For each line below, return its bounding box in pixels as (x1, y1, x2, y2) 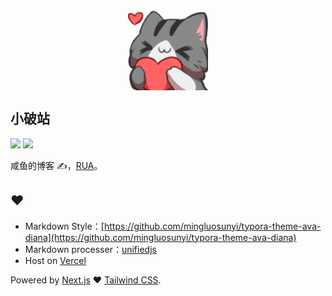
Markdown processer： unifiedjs (24, 243, 157, 255)
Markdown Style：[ (24, 220, 105, 232)
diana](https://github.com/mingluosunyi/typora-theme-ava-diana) (24, 231, 297, 243)
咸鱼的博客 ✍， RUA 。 (10, 159, 103, 171)
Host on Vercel (24, 254, 87, 266)
